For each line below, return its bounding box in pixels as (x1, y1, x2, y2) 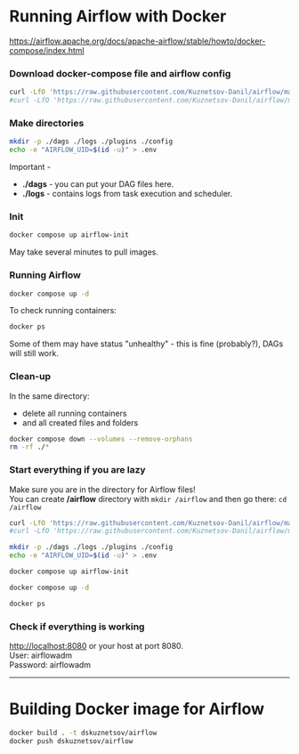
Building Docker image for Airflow (9, 699, 265, 719)
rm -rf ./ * (9, 442, 50, 451)
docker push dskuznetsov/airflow (9, 736, 133, 745)
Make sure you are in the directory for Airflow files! (9, 483, 196, 495)
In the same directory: (9, 390, 90, 401)
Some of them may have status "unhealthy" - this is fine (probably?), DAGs (9, 338, 284, 349)
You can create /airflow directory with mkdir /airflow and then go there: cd (9, 493, 287, 504)
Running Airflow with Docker (9, 6, 227, 27)
